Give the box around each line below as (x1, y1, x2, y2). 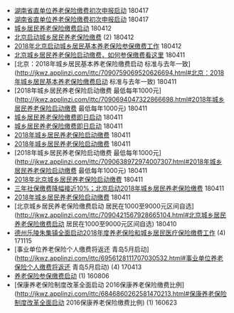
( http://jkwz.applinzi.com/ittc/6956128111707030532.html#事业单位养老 (14, 254, 224, 262)
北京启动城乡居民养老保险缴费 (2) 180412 (14, 33, 134, 41)
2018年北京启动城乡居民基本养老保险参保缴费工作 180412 (14, 42, 182, 50)
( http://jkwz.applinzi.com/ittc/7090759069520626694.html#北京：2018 (14, 68, 225, 77)
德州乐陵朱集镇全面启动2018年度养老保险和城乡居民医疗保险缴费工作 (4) (14, 228, 226, 237)
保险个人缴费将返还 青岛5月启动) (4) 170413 (14, 262, 142, 271)
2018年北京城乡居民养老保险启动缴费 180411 (14, 175, 144, 184)
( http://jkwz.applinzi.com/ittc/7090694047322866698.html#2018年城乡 (14, 95, 225, 103)
